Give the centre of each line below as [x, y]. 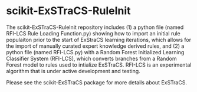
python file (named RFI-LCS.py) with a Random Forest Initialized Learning [95, 52]
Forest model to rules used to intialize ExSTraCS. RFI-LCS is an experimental [99, 65]
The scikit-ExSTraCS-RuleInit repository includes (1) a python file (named [95, 27]
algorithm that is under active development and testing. [73, 71]
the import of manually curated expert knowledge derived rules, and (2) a [95, 46]
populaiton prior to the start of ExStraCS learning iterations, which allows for [99, 40]
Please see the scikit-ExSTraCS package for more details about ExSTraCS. [97, 82]
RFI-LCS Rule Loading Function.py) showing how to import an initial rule [93, 33]
